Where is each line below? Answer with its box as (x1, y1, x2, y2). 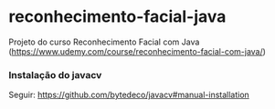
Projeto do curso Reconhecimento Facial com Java (8, 36, 200, 47)
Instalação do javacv (8, 68, 102, 81)
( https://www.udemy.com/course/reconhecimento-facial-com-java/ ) (8, 45, 267, 56)
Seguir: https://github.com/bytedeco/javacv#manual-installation (8, 89, 250, 101)
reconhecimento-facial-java (8, 6, 227, 27)
